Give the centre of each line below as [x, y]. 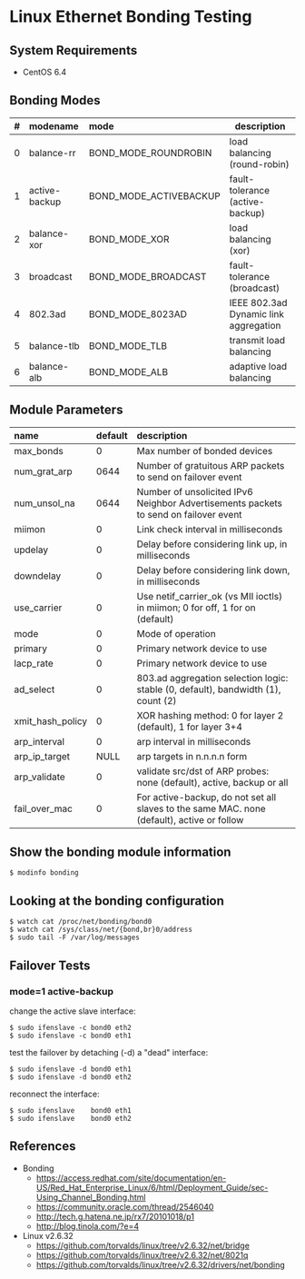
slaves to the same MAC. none [201, 808]
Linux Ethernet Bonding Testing [131, 17]
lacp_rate [34, 663]
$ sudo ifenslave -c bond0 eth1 [70, 1036]
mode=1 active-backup [62, 991]
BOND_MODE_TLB [128, 345]
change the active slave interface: [73, 1011]
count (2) [157, 700]
